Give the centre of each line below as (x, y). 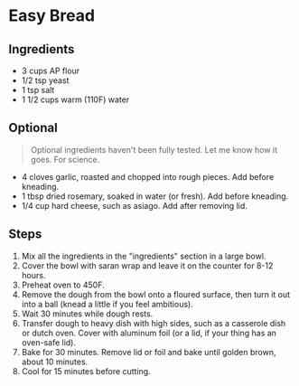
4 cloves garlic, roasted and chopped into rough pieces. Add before (148, 176)
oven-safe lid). (49, 342)
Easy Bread (52, 16)
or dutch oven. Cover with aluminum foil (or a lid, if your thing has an (149, 333)
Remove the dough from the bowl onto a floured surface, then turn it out (156, 294)
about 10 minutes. (55, 362)
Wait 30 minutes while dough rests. (87, 314)
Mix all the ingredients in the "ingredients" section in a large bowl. (144, 256)
